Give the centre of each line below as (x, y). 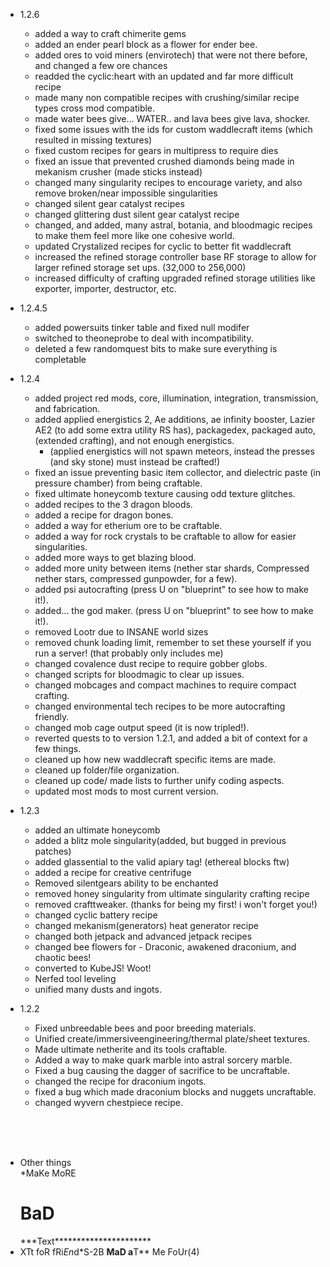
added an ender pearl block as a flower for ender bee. (146, 44)
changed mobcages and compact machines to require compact (165, 685)
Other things (45, 1162)
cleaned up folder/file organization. (107, 770)
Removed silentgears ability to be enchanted (126, 883)
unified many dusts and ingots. (98, 989)
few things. (58, 748)
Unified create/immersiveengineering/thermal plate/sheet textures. (172, 1038)
